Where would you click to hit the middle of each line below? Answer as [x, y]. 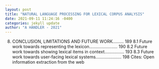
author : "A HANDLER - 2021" [34, 28]
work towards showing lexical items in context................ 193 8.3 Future [83, 52]
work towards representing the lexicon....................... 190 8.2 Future [79, 47]
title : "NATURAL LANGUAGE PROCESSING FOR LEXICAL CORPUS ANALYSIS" [75, 14]
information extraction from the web [48, 62]
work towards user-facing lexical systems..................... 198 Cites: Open [83, 57]
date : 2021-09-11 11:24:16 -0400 [39, 18]
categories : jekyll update [32, 23]
